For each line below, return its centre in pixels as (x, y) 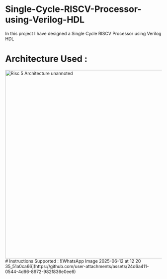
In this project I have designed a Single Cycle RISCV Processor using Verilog (83, 33)
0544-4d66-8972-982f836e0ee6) (41, 272)
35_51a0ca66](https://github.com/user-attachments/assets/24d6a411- (77, 266)
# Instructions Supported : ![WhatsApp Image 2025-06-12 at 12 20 (73, 261)
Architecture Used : (46, 59)
